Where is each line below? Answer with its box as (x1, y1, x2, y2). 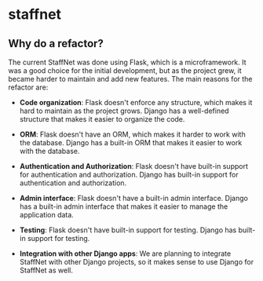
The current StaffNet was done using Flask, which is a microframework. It (8, 57, 247, 67)
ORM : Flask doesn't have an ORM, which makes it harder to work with (19, 130, 246, 139)
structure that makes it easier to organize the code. (19, 115, 185, 123)
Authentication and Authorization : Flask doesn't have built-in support (19, 162, 249, 170)
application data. (19, 210, 75, 219)
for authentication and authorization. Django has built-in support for (19, 170, 239, 179)
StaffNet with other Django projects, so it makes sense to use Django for (19, 257, 254, 266)
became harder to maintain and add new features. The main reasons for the (8, 75, 253, 83)
